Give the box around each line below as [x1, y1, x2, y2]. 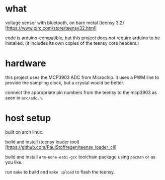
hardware [5, 58, 46, 69]
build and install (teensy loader [5, 139, 69, 145]
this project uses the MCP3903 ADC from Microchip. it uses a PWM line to [5, 74, 159, 80]
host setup [5, 113, 51, 124]
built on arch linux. [5, 129, 44, 135]
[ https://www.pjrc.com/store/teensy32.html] [5, 25, 97, 31]
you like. [5, 159, 23, 165]
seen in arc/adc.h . [5, 95, 44, 101]
